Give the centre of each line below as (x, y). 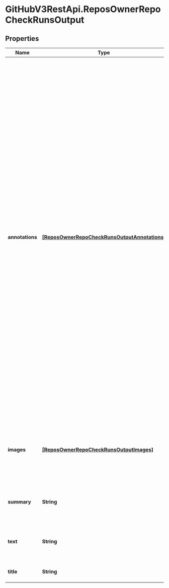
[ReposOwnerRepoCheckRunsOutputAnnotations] (104, 237)
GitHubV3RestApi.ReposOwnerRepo (83, 9)
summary (19, 502)
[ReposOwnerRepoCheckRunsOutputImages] (98, 450)
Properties (22, 38)
